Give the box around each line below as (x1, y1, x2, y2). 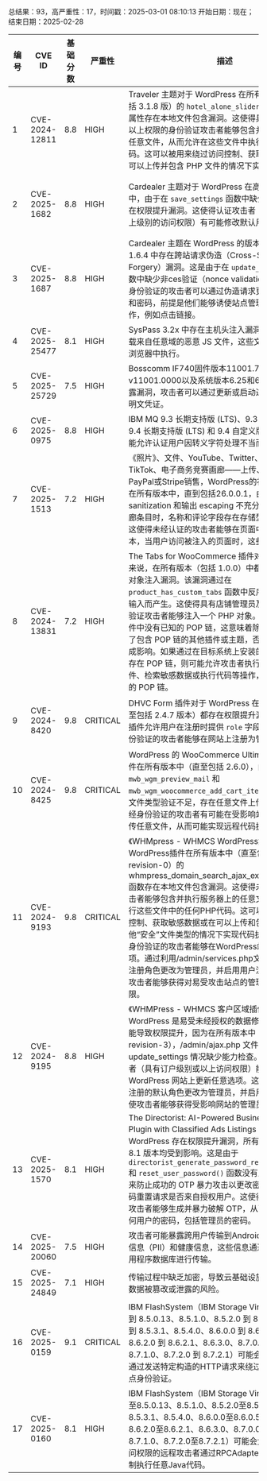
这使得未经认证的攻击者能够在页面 (128, 524, 257, 535)
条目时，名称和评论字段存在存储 (136, 512, 257, 523)
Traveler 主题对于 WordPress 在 (128, 89, 246, 99)
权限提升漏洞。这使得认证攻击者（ (136, 205, 265, 216)
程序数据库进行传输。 (136, 1254, 217, 1265)
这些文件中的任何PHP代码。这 (136, 905, 249, 916)
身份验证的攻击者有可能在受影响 (136, 809, 257, 820)
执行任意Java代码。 (136, 1460, 211, 1470)
